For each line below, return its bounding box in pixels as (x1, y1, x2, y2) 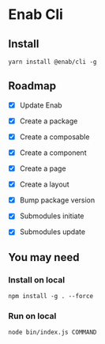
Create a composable (19, 132, 90, 142)
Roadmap (8, 79, 57, 93)
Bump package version (19, 195, 96, 205)
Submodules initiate (19, 211, 84, 221)
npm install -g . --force (8, 293, 93, 301)
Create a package (19, 116, 78, 126)
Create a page (19, 164, 66, 173)
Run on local (8, 310, 57, 321)
